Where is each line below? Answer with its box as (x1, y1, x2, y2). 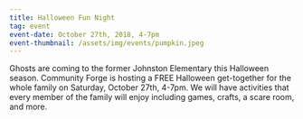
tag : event (9, 22, 51, 31)
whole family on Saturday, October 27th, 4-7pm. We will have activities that (9, 82, 289, 93)
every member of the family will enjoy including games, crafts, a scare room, (9, 92, 295, 103)
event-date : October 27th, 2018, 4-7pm (9, 30, 160, 39)
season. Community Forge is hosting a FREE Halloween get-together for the (9, 73, 292, 84)
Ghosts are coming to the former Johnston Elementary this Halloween (9, 63, 270, 74)
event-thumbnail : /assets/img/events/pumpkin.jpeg (9, 38, 204, 48)
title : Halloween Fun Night (9, 13, 116, 23)
